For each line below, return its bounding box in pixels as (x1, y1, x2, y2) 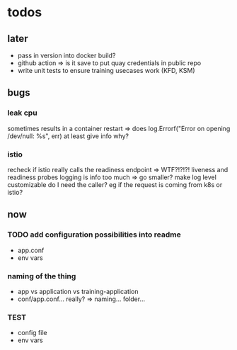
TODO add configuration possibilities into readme (7, 230, 182, 239)
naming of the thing (7, 271, 76, 281)
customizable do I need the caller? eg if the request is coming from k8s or (7, 180, 223, 188)
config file (17, 329, 47, 337)
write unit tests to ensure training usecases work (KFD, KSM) (17, 67, 196, 74)
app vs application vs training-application (17, 287, 139, 295)
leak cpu (7, 108, 37, 118)
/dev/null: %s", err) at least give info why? (7, 132, 129, 140)
